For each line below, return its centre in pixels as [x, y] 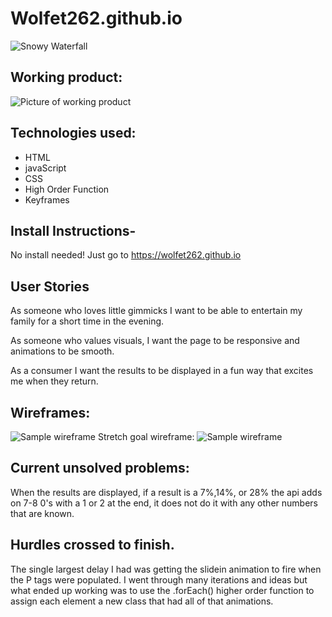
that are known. [42, 513]
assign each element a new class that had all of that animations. [142, 601]
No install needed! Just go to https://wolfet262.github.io [126, 255]
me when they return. [54, 381]
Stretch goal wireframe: [146, 436]
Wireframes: [50, 412]
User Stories [50, 286]
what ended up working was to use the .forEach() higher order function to [162, 590]
